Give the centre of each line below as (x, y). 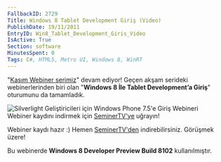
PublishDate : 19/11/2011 (43, 27)
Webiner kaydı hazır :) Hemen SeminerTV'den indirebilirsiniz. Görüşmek (110, 129)
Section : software (34, 46)
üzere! (16, 137)
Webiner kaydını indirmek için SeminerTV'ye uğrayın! (83, 116)
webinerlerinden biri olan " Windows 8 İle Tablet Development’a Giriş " (109, 87)
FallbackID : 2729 (33, 14)
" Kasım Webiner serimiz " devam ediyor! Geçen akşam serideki (98, 80)
